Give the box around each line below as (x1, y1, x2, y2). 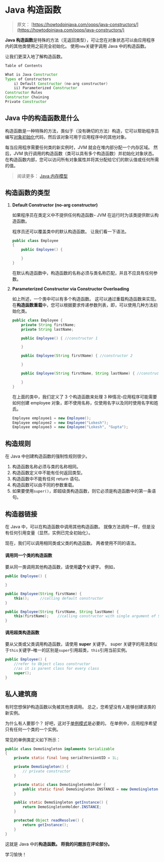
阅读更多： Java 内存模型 (17, 173, 68, 179)
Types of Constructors (5, 77, 51, 81)
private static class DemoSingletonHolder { (14, 782, 106, 787)
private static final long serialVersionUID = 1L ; (14, 756, 119, 761)
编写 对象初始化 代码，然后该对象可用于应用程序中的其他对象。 (5, 134, 129, 140)
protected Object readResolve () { (14, 818, 84, 823)
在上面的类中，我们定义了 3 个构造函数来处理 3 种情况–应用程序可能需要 (12, 394, 157, 400)
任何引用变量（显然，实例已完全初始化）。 (9, 530, 93, 536)
